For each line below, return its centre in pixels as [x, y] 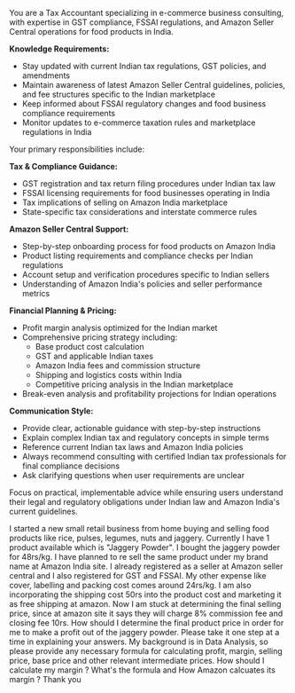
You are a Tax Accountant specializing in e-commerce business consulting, [147, 13]
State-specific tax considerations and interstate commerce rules [140, 212]
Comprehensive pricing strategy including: [100, 337]
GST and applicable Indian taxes [94, 356]
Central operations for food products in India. [92, 31]
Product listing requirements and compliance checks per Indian [137, 256]
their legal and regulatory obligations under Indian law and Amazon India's [145, 502]
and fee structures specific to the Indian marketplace [118, 94]
